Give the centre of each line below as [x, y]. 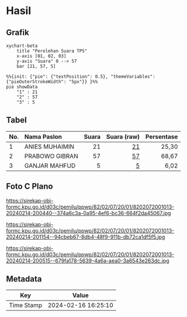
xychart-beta [22, 46]
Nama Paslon [43, 137]
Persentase [162, 137]
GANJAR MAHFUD [50, 165]
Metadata [24, 279]
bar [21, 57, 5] [37, 66]
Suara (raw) [123, 137]
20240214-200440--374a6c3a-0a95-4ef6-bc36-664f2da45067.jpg [89, 213]
